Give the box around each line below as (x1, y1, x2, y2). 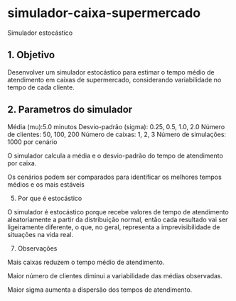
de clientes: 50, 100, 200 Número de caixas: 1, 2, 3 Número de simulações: (7, 130, 226, 138)
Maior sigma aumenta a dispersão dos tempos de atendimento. (7, 285, 193, 294)
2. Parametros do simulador (7, 104, 133, 116)
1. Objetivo (7, 49, 55, 61)
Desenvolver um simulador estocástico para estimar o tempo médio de (7, 67, 215, 76)
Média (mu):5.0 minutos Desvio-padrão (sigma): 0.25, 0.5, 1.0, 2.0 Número (7, 122, 225, 131)
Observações (17, 243, 58, 253)
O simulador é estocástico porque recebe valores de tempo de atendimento (7, 207, 229, 216)
